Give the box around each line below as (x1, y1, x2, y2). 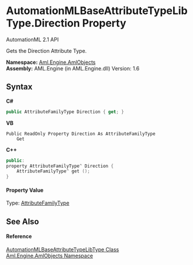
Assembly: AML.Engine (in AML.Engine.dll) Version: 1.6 (6, 64, 140, 72)
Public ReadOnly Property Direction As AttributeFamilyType (6, 131, 156, 137)
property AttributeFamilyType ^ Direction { (6, 163, 114, 169)
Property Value (6, 186, 44, 193)
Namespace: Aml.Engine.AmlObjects (6, 59, 96, 66)
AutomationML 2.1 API (6, 36, 59, 43)
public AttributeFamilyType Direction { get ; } (6, 108, 125, 115)
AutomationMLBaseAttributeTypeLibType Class (6, 246, 119, 253)
